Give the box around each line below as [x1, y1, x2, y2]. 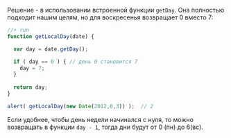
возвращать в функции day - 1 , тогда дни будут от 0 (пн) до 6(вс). [7, 123, 203, 131]
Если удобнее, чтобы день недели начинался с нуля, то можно [7, 115, 194, 123]
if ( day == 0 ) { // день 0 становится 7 [13, 58, 138, 65]
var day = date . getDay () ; [13, 45, 89, 53]
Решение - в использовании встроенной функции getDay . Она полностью [7, 6, 225, 14]
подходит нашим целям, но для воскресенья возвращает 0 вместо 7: [7, 13, 214, 21]
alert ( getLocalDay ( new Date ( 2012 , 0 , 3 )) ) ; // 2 [7, 103, 154, 110]
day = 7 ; [19, 64, 45, 71]
